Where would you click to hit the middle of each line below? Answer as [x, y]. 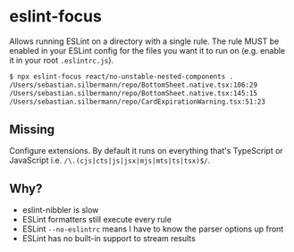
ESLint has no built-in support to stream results [109, 239]
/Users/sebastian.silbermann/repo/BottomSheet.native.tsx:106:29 [133, 85]
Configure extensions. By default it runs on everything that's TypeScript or [146, 151]
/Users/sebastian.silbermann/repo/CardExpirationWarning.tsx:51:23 [138, 101]
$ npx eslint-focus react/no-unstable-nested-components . [122, 76]
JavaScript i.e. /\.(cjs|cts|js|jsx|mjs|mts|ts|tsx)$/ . [110, 160]
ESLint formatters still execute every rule [97, 220]
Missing [32, 129]
